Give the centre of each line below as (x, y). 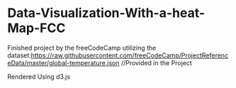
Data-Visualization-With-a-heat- (106, 13)
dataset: (19, 55)
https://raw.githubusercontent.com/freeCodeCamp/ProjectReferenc (130, 55)
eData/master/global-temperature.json (63, 62)
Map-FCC (36, 28)
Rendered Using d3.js (39, 77)
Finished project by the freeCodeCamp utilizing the (82, 48)
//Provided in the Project (157, 62)
